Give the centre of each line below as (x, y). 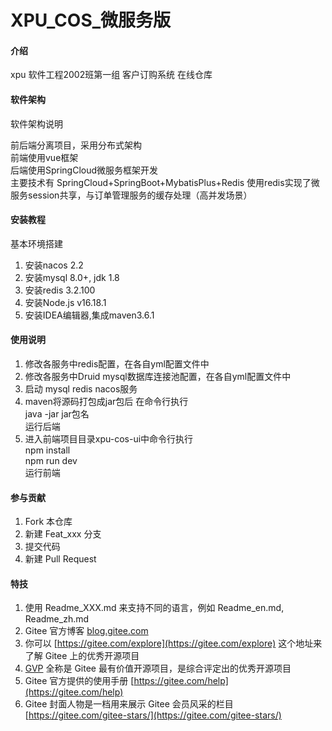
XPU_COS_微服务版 (91, 20)
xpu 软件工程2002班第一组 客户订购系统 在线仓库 (111, 75)
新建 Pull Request (60, 559)
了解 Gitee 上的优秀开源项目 (82, 656)
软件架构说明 (36, 123)
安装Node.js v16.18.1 (65, 302)
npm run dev (51, 460)
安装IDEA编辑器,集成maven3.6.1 (89, 315)
